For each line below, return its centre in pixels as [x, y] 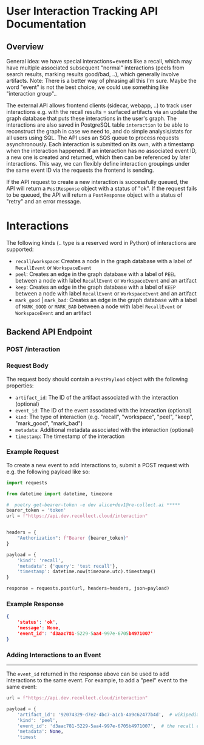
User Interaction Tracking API [82, 11]
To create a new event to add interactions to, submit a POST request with [98, 465]
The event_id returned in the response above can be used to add [88, 674]
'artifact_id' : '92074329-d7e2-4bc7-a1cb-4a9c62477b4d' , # [95, 715]
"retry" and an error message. [44, 201]
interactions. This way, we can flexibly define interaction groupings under [98, 164]
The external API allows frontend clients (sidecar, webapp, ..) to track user [99, 105]
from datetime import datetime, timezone [59, 494]
